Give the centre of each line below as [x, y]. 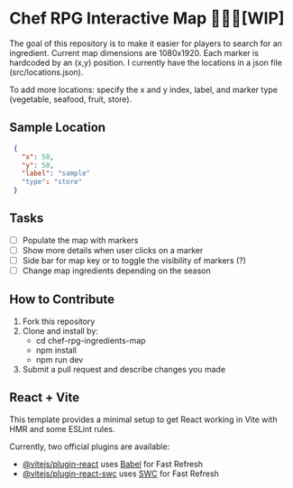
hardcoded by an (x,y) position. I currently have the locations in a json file [146, 62]
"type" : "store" [52, 182]
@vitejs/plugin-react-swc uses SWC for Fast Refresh [120, 474]
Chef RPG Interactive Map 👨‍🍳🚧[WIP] [147, 18]
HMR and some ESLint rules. [62, 428]
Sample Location [58, 128]
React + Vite [45, 397]
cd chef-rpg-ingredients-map [91, 340]
